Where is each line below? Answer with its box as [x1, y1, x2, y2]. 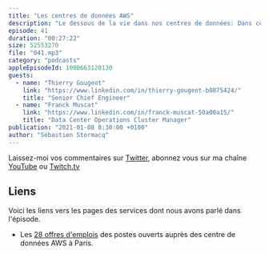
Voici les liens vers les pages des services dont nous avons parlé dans [8, 206, 242, 216]
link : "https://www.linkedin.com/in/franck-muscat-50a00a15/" [22, 109, 235, 117]
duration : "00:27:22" [8, 34, 81, 42]
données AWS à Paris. [19, 238, 94, 248]
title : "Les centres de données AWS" [8, 11, 134, 20]
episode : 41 [8, 26, 48, 34]
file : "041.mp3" [8, 49, 62, 57]
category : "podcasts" [8, 57, 81, 65]
